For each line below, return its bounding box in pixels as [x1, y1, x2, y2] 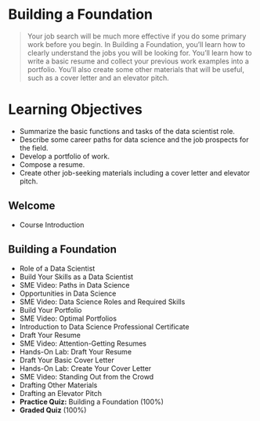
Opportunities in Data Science [19, 289, 117, 298]
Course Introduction [19, 220, 85, 229]
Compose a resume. [19, 159, 85, 169]
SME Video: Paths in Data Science [19, 280, 130, 289]
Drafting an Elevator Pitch [19, 388, 103, 397]
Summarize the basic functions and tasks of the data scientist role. [19, 126, 235, 136]
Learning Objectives [8, 100, 143, 118]
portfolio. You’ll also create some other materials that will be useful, [27, 64, 245, 74]
